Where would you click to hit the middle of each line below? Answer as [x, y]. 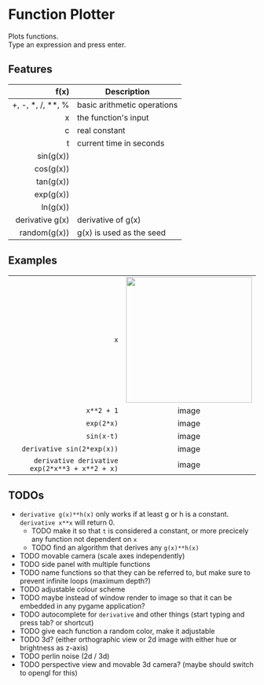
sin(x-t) [102, 436]
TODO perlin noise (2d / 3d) [64, 656]
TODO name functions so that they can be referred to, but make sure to [135, 573]
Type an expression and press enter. [67, 44]
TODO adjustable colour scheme [72, 589]
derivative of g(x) [109, 219]
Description [127, 91]
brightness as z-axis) [54, 648]
